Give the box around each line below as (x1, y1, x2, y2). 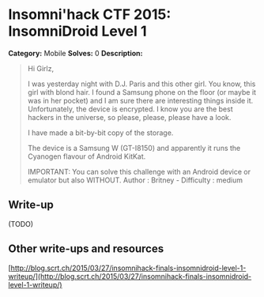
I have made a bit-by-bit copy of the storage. (27, 128, 174, 137)
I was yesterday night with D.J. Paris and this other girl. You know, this (27, 79, 256, 88)
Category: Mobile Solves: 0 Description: (8, 48, 143, 58)
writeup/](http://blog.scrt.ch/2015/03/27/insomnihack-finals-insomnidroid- (8, 271, 252, 281)
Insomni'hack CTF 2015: (8, 6, 172, 24)
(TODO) (8, 219, 34, 228)
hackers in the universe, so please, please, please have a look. (27, 112, 232, 122)
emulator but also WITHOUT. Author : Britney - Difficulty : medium (27, 175, 243, 185)
